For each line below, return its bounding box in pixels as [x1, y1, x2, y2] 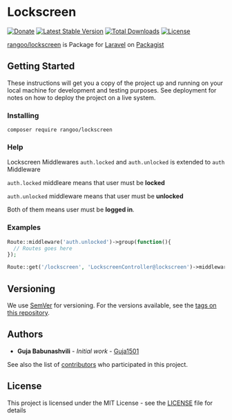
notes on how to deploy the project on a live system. [7, 93, 156, 102]
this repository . [7, 308, 50, 316]
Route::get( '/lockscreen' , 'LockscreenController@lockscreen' [7, 264, 190, 271]
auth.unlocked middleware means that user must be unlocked [7, 192, 184, 200]
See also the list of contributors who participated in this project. [7, 360, 188, 368]
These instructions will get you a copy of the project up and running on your [7, 79, 223, 87]
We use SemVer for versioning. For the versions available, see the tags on [7, 301, 217, 309]
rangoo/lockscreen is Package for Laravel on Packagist [7, 40, 164, 48]
